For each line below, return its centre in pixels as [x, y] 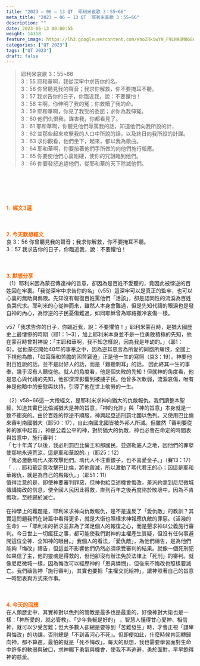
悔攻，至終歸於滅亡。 [32, 497]
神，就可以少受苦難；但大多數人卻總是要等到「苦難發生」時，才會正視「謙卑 [100, 627]
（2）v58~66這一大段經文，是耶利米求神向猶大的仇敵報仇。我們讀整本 [93, 400]
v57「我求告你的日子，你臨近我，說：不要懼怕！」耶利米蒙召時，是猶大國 [97, 326]
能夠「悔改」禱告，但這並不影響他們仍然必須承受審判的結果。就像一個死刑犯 [100, 548]
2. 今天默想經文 [25, 234]
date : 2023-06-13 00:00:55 [40, 28]
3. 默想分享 [20, 276]
